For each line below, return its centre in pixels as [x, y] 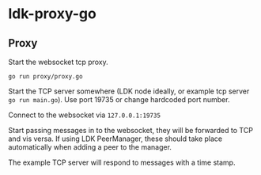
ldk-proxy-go [52, 14]
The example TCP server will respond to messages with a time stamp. [122, 162]
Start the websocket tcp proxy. [58, 62]
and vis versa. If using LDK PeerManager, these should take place [115, 139]
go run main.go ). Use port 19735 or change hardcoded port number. [119, 99]
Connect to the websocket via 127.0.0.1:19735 [84, 115]
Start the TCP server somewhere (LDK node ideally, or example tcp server [129, 91]
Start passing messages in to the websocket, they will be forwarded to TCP [130, 130]
